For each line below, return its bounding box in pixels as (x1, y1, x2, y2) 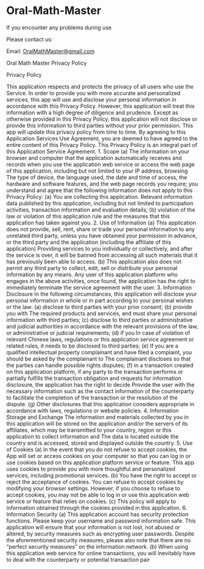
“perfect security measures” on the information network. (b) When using (6, 543, 189, 550)
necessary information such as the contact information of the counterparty (6, 387, 194, 395)
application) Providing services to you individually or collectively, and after (6, 245, 193, 252)
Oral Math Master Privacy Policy (6, 59, 87, 66)
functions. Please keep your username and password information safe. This (6, 517, 196, 524)
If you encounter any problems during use (6, 24, 112, 31)
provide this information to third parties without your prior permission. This (6, 121, 194, 129)
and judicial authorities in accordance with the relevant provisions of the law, (6, 323, 199, 330)
